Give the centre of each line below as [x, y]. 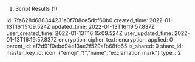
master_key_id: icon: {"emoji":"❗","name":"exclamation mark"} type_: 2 [94, 53]
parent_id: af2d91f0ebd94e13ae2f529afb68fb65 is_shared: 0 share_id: [95, 46]
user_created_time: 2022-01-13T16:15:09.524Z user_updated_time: [90, 33]
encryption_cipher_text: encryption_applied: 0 [116, 39]
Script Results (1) [36, 9]
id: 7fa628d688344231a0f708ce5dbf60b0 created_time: [77, 20]
